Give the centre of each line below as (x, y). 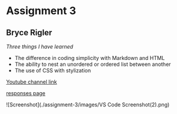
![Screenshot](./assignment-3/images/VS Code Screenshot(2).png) (88, 105)
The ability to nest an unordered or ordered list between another (93, 64)
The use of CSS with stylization (53, 71)
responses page (26, 93)
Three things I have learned (40, 46)
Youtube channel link (32, 82)
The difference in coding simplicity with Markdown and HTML (90, 58)
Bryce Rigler (29, 33)
